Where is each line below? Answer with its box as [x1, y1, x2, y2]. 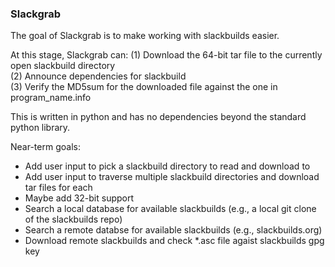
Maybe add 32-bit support [24, 192, 135, 204]
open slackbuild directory [10, 60, 116, 72]
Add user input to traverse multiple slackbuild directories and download [24, 171, 320, 183]
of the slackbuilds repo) [24, 213, 123, 226]
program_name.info [10, 92, 92, 104]
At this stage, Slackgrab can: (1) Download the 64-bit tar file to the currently [10, 49, 323, 61]
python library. [10, 122, 71, 134]
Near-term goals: [10, 141, 81, 153]
